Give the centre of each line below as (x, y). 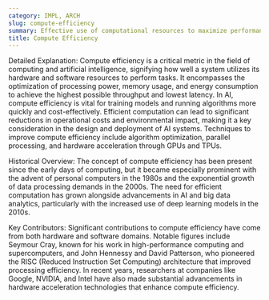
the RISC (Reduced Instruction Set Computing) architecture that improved (129, 262)
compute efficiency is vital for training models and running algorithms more (132, 103)
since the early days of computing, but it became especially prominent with (132, 170)
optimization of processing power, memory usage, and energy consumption (133, 86)
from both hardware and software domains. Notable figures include (119, 236)
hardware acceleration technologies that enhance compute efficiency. (124, 287)
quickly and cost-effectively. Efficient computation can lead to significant (129, 112)
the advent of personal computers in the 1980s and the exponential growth (131, 178)
